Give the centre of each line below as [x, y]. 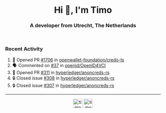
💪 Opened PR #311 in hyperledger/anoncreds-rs [61, 72]
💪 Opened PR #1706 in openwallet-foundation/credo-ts [68, 60]
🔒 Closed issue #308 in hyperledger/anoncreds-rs [63, 78]
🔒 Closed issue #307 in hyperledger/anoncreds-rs [63, 85]
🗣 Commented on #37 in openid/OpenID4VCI [59, 65]
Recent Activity [24, 49]
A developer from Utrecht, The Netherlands [83, 26]
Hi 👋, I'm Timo [83, 10]
